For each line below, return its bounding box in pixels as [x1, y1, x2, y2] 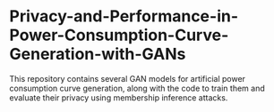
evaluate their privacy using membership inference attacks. [9, 92, 228, 103]
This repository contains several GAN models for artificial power [9, 73, 246, 84]
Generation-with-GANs [9, 44, 186, 64]
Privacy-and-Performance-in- [9, 6, 239, 27]
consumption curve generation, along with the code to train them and [9, 83, 266, 93]
